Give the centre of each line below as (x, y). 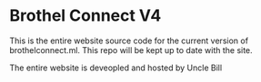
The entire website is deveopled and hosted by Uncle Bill (116, 68)
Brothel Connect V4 (85, 16)
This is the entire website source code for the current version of (129, 41)
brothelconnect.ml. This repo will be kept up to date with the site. (131, 50)
